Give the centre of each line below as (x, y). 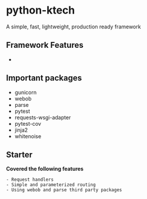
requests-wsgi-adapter (43, 117)
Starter (19, 154)
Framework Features (45, 45)
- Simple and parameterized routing (51, 185)
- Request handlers (30, 180)
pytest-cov (28, 123)
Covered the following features (45, 169)
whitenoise (28, 136)
